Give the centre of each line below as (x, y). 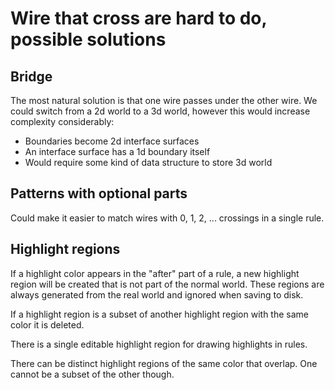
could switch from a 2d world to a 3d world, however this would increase (160, 111)
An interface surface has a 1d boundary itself (117, 151)
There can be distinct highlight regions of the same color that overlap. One (164, 363)
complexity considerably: (62, 121)
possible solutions (88, 39)
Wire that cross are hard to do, (138, 18)
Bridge (31, 76)
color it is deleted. (47, 324)
